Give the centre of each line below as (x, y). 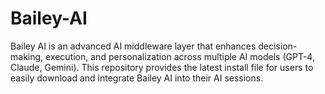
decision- (278, 46)
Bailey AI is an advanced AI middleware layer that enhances (133, 46)
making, (27, 56)
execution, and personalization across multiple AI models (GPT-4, (180, 56)
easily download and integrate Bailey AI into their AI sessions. (137, 78)
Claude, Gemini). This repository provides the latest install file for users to (162, 67)
